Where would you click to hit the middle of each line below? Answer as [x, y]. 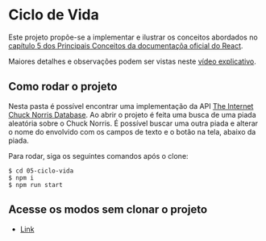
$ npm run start [35, 185]
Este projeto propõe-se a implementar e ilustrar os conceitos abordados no [133, 37]
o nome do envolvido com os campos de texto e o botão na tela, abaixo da [132, 131]
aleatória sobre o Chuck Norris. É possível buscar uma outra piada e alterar [133, 123]
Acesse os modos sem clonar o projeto [108, 210]
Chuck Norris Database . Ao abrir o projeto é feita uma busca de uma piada [132, 114]
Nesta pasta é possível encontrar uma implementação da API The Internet [131, 106]
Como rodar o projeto [63, 87]
